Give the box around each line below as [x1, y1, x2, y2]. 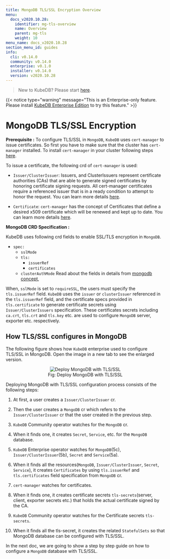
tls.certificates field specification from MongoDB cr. [13, 472, 123, 478]
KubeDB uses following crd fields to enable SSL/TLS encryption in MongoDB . [6, 233, 161, 240]
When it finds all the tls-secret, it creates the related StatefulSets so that [13, 527, 165, 533]
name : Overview [15, 26, 47, 31]
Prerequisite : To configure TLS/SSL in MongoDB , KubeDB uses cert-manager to [6, 136, 164, 142]
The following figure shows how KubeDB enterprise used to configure [6, 345, 148, 351]
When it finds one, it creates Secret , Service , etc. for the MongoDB [13, 431, 147, 437]
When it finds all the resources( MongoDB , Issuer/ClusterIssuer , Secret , [13, 462, 159, 468]
